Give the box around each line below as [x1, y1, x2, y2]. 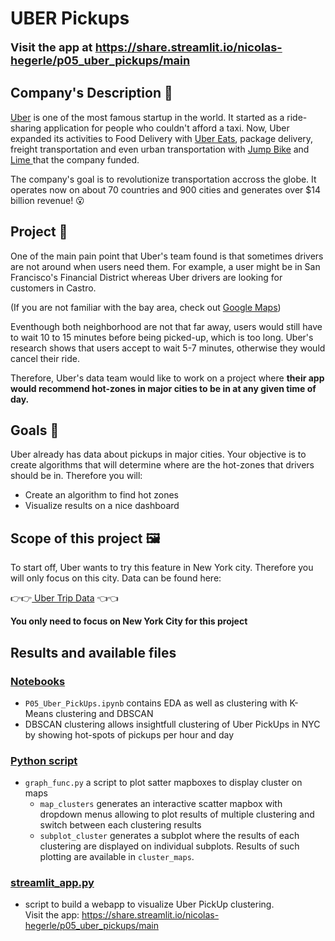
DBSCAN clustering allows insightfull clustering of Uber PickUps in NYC [24, 718, 321, 730]
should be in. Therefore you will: [10, 470, 143, 482]
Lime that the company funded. [10, 153, 140, 166]
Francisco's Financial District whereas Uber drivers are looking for [10, 271, 283, 283]
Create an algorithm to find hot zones [24, 489, 179, 501]
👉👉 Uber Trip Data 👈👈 [10, 592, 119, 604]
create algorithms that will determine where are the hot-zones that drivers [10, 459, 315, 471]
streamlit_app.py [10, 876, 95, 890]
